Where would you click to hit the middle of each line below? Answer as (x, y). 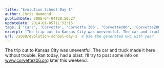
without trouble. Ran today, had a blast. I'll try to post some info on (72, 55)
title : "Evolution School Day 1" (39, 9)
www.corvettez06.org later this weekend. (47, 60)
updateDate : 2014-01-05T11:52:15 (39, 23)
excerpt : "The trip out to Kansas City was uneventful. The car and (76, 32)
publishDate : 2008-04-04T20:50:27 (40, 18)
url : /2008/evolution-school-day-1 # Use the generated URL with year (79, 37)
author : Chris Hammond (28, 14)
